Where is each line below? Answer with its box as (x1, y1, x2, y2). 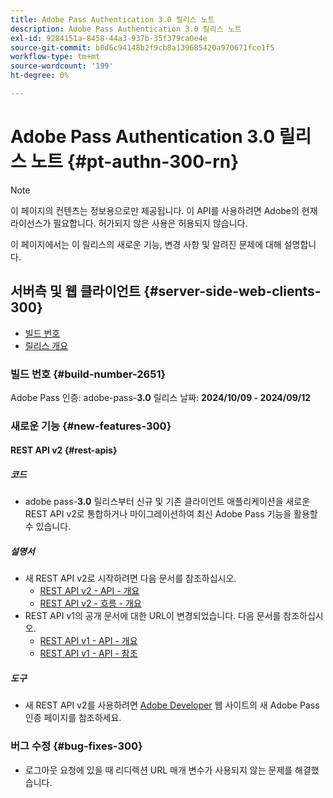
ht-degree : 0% (10, 71, 70, 81)
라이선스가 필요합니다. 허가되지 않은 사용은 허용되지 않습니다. (10, 217, 248, 229)
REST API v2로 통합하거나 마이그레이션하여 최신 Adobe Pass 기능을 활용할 (24, 508, 318, 520)
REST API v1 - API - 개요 (39, 635, 138, 647)
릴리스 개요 (24, 339, 69, 351)
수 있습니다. (24, 521, 72, 533)
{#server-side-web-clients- (143, 283, 322, 300)
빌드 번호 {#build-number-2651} (10, 367, 167, 381)
